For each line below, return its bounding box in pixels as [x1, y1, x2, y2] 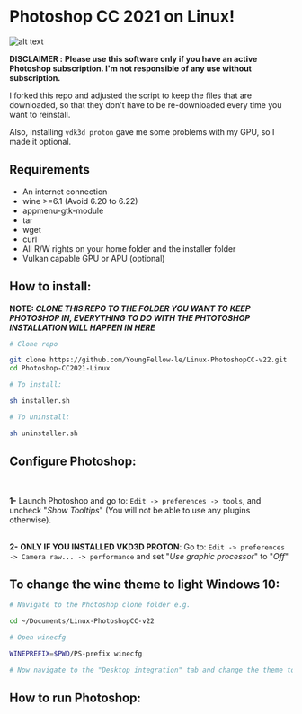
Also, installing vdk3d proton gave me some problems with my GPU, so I [9, 126, 275, 137]
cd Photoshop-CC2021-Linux [9, 364, 111, 373]
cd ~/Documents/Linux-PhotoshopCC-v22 [9, 617, 155, 626]
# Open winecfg [9, 633, 67, 642]
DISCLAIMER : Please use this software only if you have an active [9, 53, 258, 64]
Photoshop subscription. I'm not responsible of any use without [9, 63, 252, 74]
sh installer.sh [9, 397, 70, 406]
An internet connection [22, 186, 108, 197]
